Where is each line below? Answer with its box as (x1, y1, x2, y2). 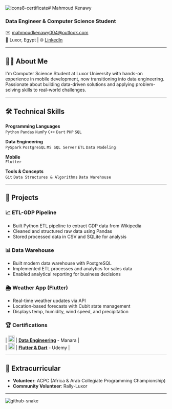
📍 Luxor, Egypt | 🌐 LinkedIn (5, 37, 63, 43)
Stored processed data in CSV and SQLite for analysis (12, 233, 127, 240)
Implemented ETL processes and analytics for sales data (12, 265, 133, 271)
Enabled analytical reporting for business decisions (12, 271, 121, 277)
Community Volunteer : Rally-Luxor (12, 383, 88, 389)
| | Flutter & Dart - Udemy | (5, 345, 70, 351)
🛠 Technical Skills (5, 107, 65, 116)
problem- (135, 81, 156, 88)
